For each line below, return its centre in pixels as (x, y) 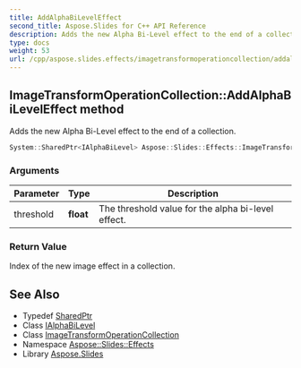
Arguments (34, 170)
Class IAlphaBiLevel (59, 325)
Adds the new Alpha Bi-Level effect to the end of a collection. (123, 131)
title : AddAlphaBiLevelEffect (66, 17)
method (102, 110)
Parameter (37, 193)
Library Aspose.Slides (63, 354)
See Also (34, 294)
